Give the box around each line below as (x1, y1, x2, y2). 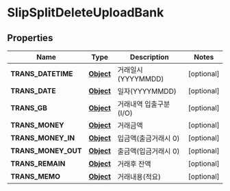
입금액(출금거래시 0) (117, 133, 180, 143)
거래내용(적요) (117, 173, 161, 181)
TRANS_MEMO (10, 172, 60, 181)
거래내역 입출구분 (117, 99, 170, 109)
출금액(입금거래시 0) (117, 147, 180, 155)
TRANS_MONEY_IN (10, 133, 75, 142)
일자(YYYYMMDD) (117, 87, 177, 96)
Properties (7, 32, 53, 44)
